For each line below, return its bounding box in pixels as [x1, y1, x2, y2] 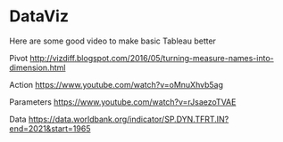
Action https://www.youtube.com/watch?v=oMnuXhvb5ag [9, 79, 223, 90]
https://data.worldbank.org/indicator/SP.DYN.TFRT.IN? [28, 114, 229, 124]
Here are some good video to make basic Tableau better [9, 35, 217, 46]
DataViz [9, 6, 70, 27]
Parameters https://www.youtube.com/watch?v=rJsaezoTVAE [9, 96, 237, 107]
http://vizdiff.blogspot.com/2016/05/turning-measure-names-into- [29, 52, 274, 63]
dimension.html [9, 62, 66, 73]
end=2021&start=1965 [9, 122, 91, 134]
